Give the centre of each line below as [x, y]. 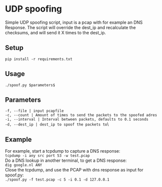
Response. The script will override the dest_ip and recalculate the [70, 27]
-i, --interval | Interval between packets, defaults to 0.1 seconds [77, 120]
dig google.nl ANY [24, 165]
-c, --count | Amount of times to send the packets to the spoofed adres [81, 115]
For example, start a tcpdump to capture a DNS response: [63, 151]
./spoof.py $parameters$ [30, 85]
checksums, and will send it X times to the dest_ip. [56, 32]
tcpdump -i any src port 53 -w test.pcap [48, 156]
